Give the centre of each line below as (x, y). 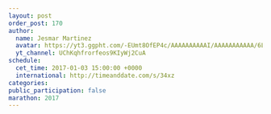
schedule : (25, 61)
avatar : (29, 46)
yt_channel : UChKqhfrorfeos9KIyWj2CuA (81, 53)
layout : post (30, 16)
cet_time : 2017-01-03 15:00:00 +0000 (79, 68)
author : (21, 31)
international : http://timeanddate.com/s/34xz (95, 75)
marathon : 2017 (34, 98)
